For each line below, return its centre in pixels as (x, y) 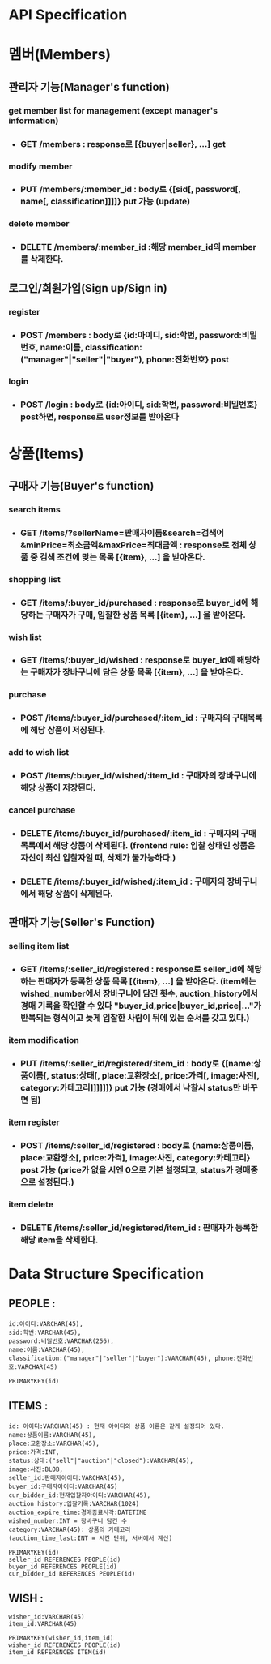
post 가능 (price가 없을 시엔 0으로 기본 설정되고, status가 (127, 1169)
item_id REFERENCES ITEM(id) (57, 1653)
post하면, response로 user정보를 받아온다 (100, 417)
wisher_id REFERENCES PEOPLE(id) (65, 1645)
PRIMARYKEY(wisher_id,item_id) (61, 1638)
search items (34, 509)
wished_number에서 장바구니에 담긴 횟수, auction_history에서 (139, 993)
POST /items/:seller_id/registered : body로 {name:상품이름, (137, 1145)
